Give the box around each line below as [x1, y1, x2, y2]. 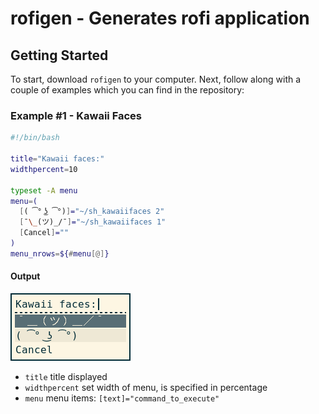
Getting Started [10, 47, 109, 64]
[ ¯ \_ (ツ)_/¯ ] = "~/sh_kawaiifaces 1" [19, 217, 167, 227]
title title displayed [24, 371, 108, 382]
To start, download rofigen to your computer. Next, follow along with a [10, 73, 302, 85]
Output [10, 270, 41, 282]
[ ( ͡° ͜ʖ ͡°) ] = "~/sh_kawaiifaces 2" [19, 207, 165, 217]
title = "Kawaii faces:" [10, 154, 105, 164]
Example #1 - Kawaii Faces [10, 108, 142, 122]
